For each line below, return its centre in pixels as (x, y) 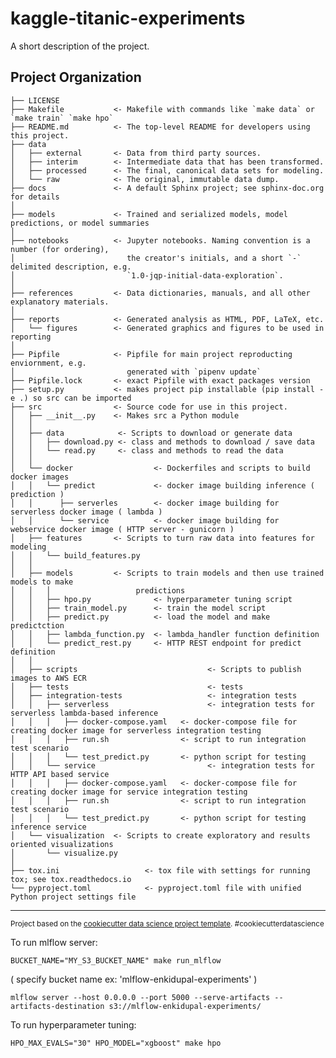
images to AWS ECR (48, 678)
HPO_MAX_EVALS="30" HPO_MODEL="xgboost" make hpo (116, 1043)
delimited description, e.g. (71, 267)
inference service (48, 827)
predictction (37, 625)
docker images (40, 477)
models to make (42, 582)
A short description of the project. (80, 46)
